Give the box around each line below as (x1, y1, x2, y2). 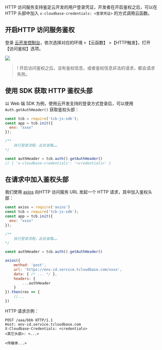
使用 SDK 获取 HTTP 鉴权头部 (5, 87, 93, 95)
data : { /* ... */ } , (14, 271, 57, 276)
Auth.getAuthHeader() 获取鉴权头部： (5, 106, 80, 112)
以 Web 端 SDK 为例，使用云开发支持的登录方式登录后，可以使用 (5, 100, 134, 106)
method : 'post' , (14, 263, 47, 268)
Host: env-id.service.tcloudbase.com (5, 322, 81, 327)
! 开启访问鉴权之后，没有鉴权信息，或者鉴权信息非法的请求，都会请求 (16, 65, 155, 71)
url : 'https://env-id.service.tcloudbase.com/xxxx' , (14, 267, 122, 272)
